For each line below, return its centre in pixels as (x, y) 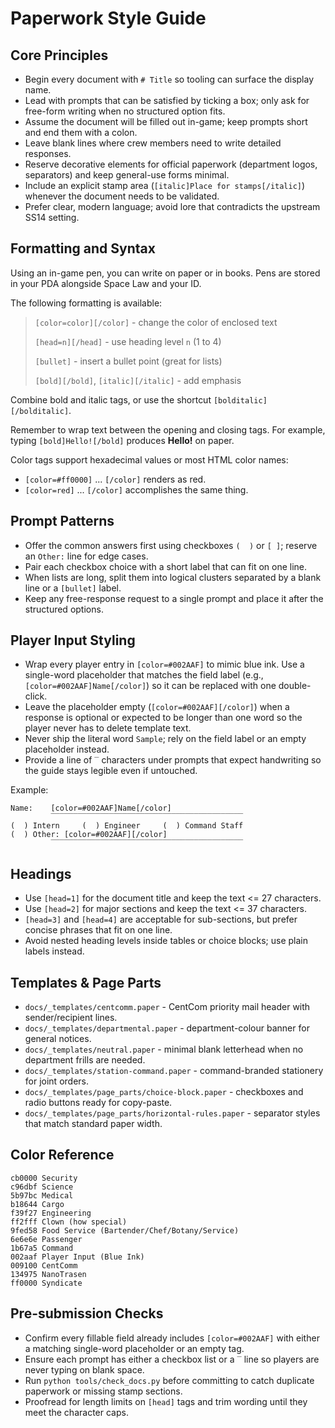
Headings (41, 873)
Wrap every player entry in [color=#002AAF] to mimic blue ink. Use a (164, 664)
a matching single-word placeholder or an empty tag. (134, 1348)
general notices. (58, 1039)
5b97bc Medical (42, 1195)
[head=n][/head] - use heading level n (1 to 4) (128, 341)
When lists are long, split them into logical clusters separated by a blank (173, 577)
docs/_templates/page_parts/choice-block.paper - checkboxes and (164, 1092)
